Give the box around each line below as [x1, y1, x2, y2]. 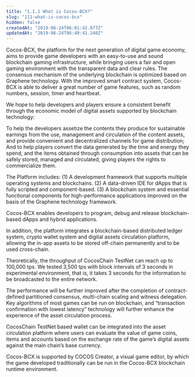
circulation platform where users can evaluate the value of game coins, [6, 330, 177, 337]
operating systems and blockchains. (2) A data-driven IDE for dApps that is [6, 179, 187, 187]
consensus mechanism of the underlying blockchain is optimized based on [6, 71, 187, 78]
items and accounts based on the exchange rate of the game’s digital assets [6, 336, 190, 343]
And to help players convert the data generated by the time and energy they [6, 144, 189, 151]
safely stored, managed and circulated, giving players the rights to [6, 156, 166, 163]
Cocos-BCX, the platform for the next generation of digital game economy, [6, 46, 186, 53]
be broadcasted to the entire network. [6, 276, 98, 283]
